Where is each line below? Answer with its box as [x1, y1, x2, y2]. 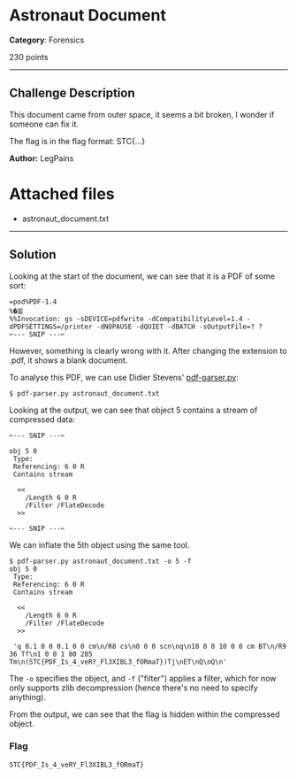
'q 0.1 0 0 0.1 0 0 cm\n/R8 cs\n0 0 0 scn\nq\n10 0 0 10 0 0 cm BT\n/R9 [12, 642, 287, 651]
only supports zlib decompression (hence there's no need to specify [9, 682, 258, 693]
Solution [9, 247, 57, 262]
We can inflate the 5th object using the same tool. [9, 539, 190, 550]
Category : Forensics [9, 35, 85, 45]
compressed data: [9, 413, 75, 425]
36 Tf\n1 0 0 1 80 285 [9, 650, 93, 659]
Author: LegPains [9, 152, 74, 164]
